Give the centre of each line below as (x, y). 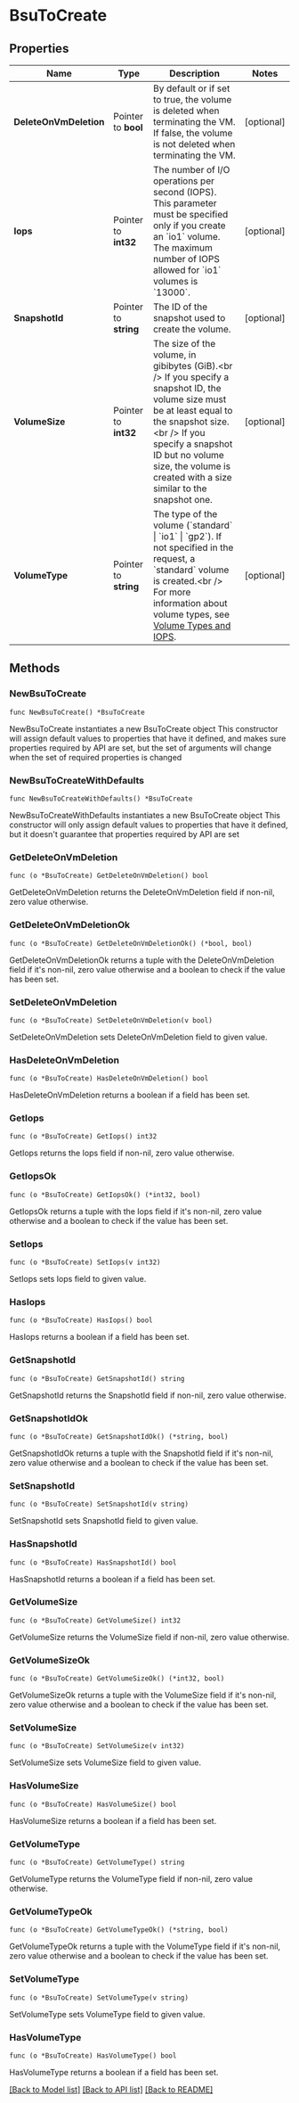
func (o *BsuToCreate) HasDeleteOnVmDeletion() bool (109, 1079)
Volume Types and (192, 625)
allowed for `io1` (187, 270)
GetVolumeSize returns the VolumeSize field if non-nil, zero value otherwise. (149, 1637)
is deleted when (186, 111)
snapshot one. (183, 500)
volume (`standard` (193, 525)
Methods (35, 668)
